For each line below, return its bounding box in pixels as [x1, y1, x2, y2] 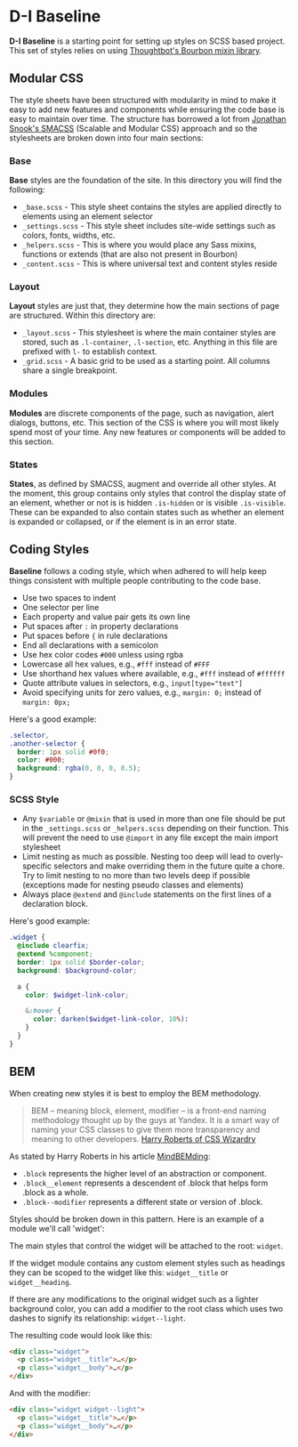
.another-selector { [9, 739, 86, 748]
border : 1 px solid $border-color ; [17, 958, 145, 966]
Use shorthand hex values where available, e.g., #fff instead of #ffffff [21, 667, 286, 678]
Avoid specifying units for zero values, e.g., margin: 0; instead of [21, 687, 262, 698]
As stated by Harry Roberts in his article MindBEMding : [9, 1151, 211, 1161]
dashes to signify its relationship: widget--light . [9, 1313, 187, 1323]
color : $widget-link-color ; [25, 990, 129, 999]
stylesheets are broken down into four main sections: [9, 132, 205, 143]
